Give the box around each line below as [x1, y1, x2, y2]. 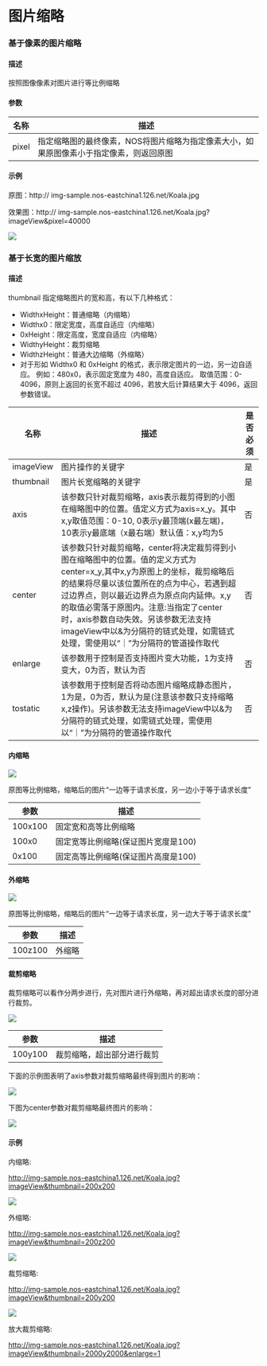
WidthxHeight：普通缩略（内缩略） [19, 310, 135, 319]
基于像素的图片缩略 [8, 37, 82, 49]
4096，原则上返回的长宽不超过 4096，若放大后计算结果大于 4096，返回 [19, 379, 258, 388]
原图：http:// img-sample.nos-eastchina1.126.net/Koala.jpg [8, 190, 200, 200]
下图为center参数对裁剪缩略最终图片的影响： [8, 1103, 155, 1113]
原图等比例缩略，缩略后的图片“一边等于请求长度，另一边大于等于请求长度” [8, 909, 252, 919]
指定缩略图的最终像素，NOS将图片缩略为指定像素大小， [37, 135, 246, 146]
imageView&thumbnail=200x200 [8, 1181, 115, 1191]
